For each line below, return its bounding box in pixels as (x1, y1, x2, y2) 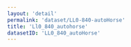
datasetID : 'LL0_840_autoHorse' (7, 29, 101, 37)
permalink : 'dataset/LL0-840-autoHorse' (7, 17, 126, 23)
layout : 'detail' (7, 10, 58, 17)
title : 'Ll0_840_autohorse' (7, 23, 89, 30)
